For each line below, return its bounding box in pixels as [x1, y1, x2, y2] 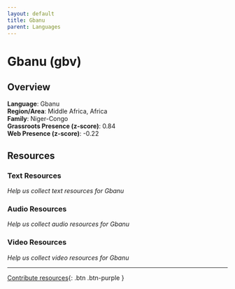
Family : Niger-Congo [7, 115, 69, 123]
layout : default [7, 10, 55, 17]
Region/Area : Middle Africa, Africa [7, 107, 108, 115]
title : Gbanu [7, 17, 45, 24]
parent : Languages [7, 23, 61, 30]
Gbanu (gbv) [7, 53, 82, 69]
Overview [7, 81, 51, 93]
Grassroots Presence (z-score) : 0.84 [7, 122, 116, 130]
